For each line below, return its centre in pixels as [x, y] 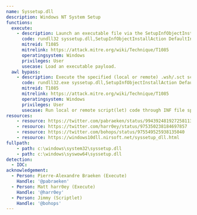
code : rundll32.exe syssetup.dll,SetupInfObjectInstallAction [99, 83]
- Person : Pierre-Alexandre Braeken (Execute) [69, 176]
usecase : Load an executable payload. [69, 66]
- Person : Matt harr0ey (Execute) [53, 187]
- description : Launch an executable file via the [80, 34]
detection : [19, 160]
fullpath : [18, 143]
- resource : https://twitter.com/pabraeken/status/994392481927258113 [105, 121]
